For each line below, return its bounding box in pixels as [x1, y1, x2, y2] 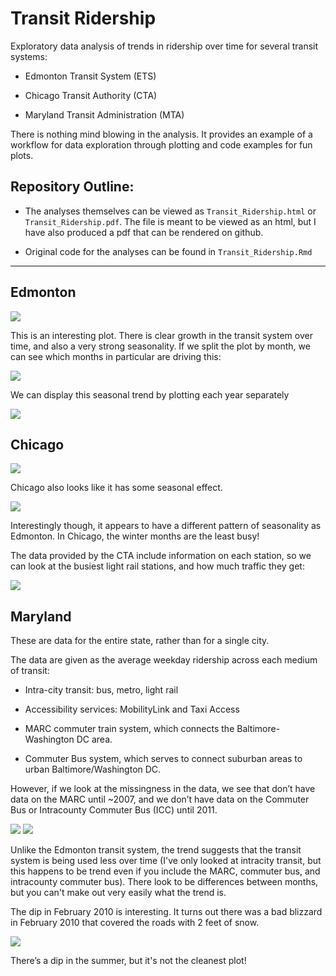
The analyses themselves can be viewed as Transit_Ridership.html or [24, 205, 317, 217]
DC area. [76, 733, 113, 746]
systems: [10, 50, 48, 62]
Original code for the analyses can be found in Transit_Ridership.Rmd [24, 245, 313, 257]
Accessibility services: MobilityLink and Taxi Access [24, 703, 240, 716]
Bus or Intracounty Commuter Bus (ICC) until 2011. [10, 804, 218, 816]
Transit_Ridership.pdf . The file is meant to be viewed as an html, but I [24, 215, 317, 227]
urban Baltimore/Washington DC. [24, 763, 162, 776]
